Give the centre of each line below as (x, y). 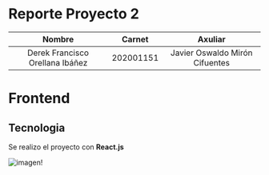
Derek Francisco (58, 53)
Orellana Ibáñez (58, 62)
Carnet (135, 39)
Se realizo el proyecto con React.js (66, 147)
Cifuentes (212, 62)
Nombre (58, 39)
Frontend (39, 99)
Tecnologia (37, 127)
